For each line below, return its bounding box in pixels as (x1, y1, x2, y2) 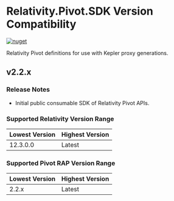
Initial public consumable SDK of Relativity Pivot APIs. (15, 99, 150, 106)
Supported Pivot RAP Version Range (6, 159, 116, 167)
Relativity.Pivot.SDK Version (6, 4, 154, 18)
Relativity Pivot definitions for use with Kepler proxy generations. (6, 49, 169, 56)
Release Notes (6, 86, 50, 94)
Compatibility (6, 17, 77, 31)
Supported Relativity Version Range (6, 114, 114, 123)
